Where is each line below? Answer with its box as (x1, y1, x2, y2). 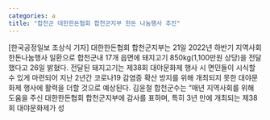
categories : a (8, 11, 56, 20)
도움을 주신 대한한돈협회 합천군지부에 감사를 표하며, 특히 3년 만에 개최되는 (8, 93, 241, 102)
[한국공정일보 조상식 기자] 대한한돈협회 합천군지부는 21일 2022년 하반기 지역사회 (8, 42, 262, 52)
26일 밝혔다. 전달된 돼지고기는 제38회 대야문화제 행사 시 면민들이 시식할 (29, 62, 256, 72)
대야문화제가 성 (16, 102, 64, 113)
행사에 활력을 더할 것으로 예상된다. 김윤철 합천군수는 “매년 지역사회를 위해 (23, 82, 255, 93)
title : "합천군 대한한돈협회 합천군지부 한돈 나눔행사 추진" (8, 19, 181, 27)
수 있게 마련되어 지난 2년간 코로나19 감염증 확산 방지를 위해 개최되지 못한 (8, 72, 237, 82)
